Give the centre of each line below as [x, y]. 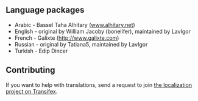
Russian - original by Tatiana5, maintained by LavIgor [81, 44]
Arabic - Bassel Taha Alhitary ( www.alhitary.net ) [75, 24]
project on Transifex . [32, 91]
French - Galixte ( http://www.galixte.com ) [67, 38]
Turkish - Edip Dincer [41, 51]
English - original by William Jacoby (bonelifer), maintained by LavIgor [103, 31]
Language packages [45, 10]
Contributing [30, 70]
